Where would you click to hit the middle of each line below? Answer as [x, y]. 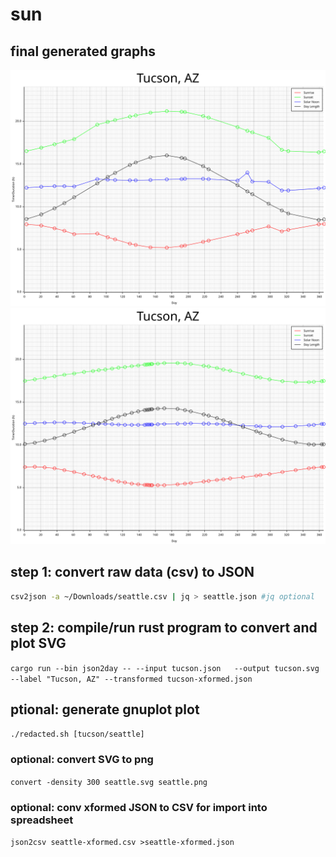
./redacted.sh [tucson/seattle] [77, 734]
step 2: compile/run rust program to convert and [164, 628]
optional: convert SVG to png [82, 760]
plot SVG [38, 643]
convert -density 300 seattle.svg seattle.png [109, 782]
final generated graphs [83, 51]
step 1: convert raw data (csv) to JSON [132, 572]
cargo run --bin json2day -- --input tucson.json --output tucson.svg [165, 668]
